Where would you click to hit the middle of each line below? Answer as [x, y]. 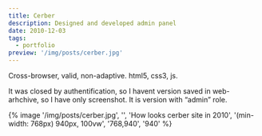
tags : [17, 38]
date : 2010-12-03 [37, 30]
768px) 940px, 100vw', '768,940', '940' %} [101, 124]
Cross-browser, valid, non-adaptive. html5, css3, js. [93, 76]
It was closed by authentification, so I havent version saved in [109, 91]
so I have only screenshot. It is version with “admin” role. [134, 100]
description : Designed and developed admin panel [93, 23]
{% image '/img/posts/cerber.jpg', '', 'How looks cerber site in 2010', [121, 115]
